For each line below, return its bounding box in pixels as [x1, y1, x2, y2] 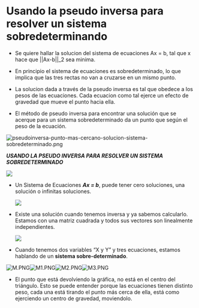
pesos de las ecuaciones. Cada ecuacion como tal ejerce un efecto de [14, 92, 189, 99]
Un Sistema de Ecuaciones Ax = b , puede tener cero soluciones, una [14, 181, 185, 188]
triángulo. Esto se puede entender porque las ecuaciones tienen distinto [14, 282, 193, 289]
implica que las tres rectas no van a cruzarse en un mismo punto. [14, 74, 177, 81]
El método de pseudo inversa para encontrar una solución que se [14, 110, 177, 117]
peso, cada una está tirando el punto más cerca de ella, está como [14, 288, 180, 295]
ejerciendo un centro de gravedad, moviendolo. [14, 295, 132, 302]
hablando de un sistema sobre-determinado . [14, 252, 128, 259]
